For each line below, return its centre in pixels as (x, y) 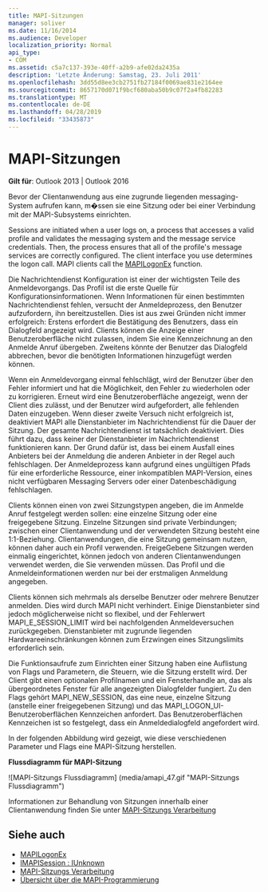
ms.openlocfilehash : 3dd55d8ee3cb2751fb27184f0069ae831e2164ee (116, 82)
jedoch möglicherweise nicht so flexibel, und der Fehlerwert (107, 614)
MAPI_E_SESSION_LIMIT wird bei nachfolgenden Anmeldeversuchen (121, 622)
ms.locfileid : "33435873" (51, 120)
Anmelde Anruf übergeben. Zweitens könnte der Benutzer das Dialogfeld (128, 347)
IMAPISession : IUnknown (62, 862)
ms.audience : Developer (48, 38)
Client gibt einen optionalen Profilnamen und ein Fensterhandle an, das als (130, 680)
